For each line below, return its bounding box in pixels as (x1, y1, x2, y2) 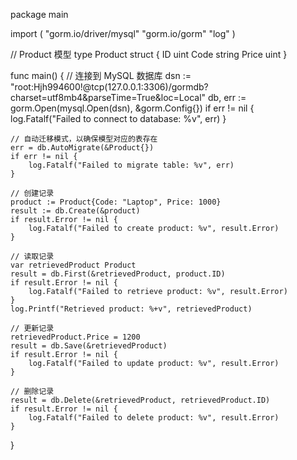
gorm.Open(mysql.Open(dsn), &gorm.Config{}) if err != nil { (10, 102, 255, 114)
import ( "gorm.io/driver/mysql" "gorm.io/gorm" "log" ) (10, 28, 236, 39)
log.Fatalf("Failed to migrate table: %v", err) (28, 160, 235, 170)
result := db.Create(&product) (10, 206, 141, 216)
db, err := (208, 92, 247, 103)
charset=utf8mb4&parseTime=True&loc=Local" (10, 92, 207, 103)
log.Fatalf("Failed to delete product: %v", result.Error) (28, 413, 280, 423)
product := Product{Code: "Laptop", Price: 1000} (10, 197, 222, 207)
